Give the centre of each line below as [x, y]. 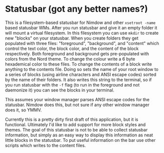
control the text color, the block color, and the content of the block [72, 48]
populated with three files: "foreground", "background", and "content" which [82, 43]
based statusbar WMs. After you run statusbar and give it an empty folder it [81, 27]
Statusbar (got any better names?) [77, 9]
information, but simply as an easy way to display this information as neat [79, 135]
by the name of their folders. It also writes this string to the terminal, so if [78, 80]
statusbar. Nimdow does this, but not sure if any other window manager [77, 105]
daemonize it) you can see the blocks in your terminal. [60, 90]
